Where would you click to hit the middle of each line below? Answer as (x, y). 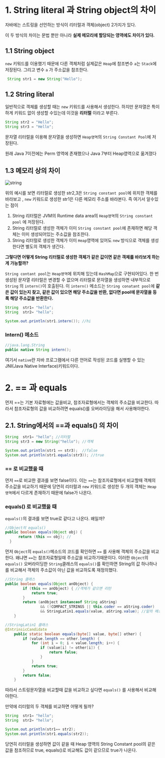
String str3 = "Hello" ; (29, 127)
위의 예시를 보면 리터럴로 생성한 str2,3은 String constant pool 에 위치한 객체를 (82, 193)
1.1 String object (30, 51)
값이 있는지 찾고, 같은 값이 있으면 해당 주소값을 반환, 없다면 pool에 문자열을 (81, 292)
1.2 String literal (29, 94)
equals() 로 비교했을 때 (31, 507)
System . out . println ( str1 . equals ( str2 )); (47, 734)
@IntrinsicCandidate (26, 629)
